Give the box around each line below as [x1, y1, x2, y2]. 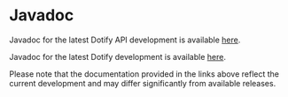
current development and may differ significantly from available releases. [9, 78, 276, 88]
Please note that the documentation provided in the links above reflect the [9, 68, 279, 79]
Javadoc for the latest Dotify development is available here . [9, 51, 226, 62]
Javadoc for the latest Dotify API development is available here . [9, 34, 241, 45]
